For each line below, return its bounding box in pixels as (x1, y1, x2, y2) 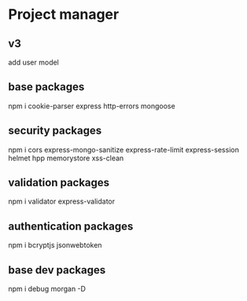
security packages (8, 124, 102, 138)
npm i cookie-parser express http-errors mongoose (8, 101, 175, 111)
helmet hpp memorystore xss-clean (8, 153, 124, 163)
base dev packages (8, 263, 106, 277)
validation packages (8, 176, 110, 189)
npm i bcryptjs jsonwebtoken (8, 240, 102, 250)
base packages (8, 80, 85, 94)
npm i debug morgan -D (8, 284, 87, 294)
